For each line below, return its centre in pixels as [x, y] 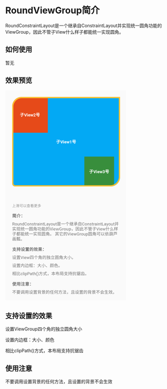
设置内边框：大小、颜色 [30, 340]
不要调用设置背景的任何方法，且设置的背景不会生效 [59, 382]
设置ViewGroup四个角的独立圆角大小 [44, 329]
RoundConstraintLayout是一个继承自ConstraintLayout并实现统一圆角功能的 [83, 25]
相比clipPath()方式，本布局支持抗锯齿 [45, 351]
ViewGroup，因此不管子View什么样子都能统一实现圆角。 [64, 32]
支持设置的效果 [29, 316]
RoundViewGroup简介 [53, 10]
